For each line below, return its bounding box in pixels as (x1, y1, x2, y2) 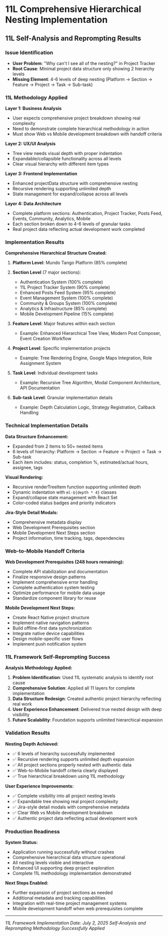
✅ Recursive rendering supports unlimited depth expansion (12, 756, 134, 762)
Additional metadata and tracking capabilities (12, 895, 106, 901)
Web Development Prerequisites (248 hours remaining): (5, 559, 124, 565)
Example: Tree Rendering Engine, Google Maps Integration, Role (19, 355, 152, 361)
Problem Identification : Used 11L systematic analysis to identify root (12, 675, 153, 681)
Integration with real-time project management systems (12, 900, 127, 906)
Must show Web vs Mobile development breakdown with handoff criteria (12, 131, 162, 137)
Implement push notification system (12, 641, 86, 647)
